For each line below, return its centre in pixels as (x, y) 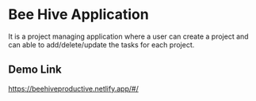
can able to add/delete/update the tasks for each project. (101, 44)
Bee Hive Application (78, 15)
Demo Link (35, 70)
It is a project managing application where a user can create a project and (128, 36)
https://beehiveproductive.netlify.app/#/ (73, 88)
